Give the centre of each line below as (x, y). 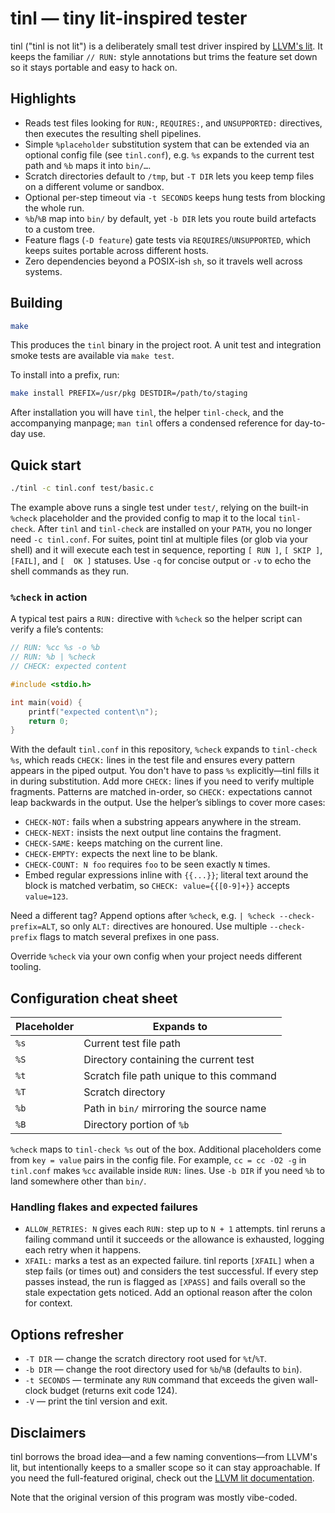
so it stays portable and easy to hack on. (94, 67)
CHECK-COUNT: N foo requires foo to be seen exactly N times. (147, 864)
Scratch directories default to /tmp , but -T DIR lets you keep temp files (169, 176)
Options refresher (67, 1334)
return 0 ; (49, 721)
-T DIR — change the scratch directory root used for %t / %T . (145, 1359)
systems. (43, 271)
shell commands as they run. (70, 571)
